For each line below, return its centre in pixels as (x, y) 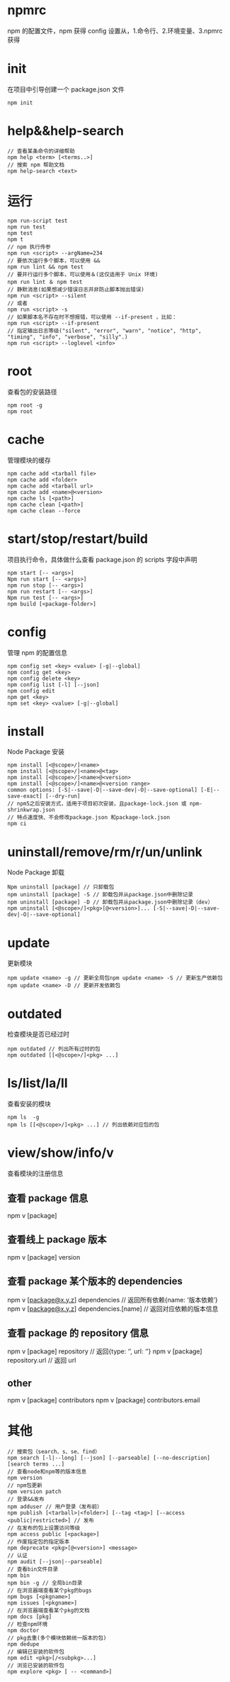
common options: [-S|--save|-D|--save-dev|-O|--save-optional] (103, 790)
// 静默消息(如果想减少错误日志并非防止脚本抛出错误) (76, 290)
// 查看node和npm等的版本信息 (47, 1472)
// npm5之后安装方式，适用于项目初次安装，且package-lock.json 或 (97, 804)
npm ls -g (23, 1117)
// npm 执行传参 (29, 247)
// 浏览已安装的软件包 (36, 1666)
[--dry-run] (63, 796)
